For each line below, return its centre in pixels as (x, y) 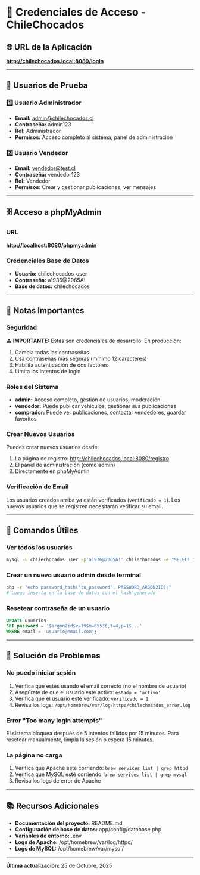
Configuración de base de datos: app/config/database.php (88, 830)
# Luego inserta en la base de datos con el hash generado (81, 593)
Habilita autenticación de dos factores (61, 365)
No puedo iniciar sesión (41, 673)
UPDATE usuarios (26, 621)
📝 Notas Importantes (45, 310)
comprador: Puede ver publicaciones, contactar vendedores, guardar (100, 412)
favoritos (26, 418)
